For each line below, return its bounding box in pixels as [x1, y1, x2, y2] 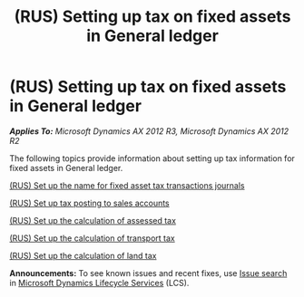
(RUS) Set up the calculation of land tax [9, 250, 157, 261]
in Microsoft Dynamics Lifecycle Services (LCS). [9, 277, 190, 288]
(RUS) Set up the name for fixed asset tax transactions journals [9, 179, 245, 191]
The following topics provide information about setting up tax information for [9, 152, 295, 164]
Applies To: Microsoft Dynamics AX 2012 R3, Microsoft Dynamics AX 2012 [9, 125, 289, 137]
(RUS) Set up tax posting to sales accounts [9, 197, 170, 208]
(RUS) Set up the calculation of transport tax [9, 233, 175, 244]
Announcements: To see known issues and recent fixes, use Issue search [9, 267, 288, 278]
